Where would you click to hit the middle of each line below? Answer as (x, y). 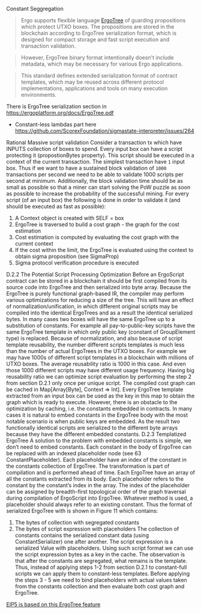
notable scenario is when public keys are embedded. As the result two (93, 421)
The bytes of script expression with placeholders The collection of (97, 529)
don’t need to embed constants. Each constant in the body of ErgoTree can (99, 447)
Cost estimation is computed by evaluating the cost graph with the (97, 237)
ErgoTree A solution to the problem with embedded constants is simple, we (99, 441)
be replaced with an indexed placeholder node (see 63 (74, 453)
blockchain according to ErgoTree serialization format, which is (99, 33)
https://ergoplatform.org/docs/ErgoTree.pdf (60, 113)
